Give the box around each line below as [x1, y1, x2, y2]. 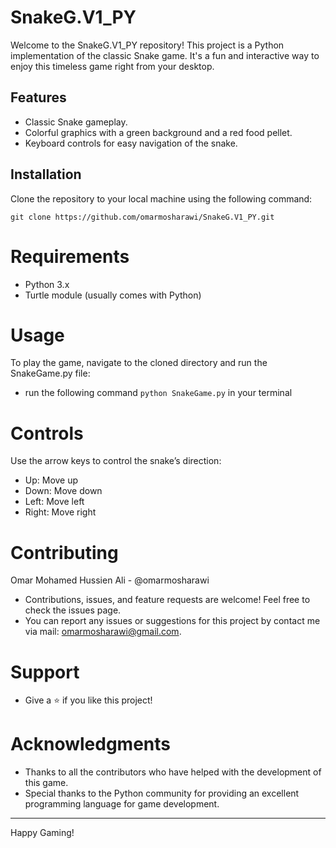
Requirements [10, 245, 130, 268]
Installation [10, 166, 82, 183]
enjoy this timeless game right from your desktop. [10, 60, 215, 72]
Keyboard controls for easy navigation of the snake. [24, 137, 238, 149]
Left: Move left [24, 496, 85, 508]
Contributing [10, 541, 119, 564]
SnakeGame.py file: [10, 367, 91, 380]
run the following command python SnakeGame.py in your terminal [24, 387, 293, 399]
